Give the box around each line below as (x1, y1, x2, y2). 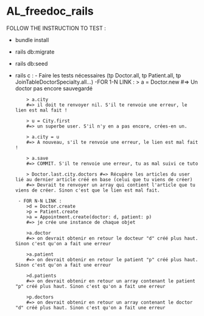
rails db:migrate (15, 48, 55, 56)
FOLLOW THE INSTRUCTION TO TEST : (6, 24, 107, 32)
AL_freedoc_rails (6, 4, 94, 18)
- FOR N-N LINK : (18, 198, 62, 204)
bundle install (15, 36, 49, 43)
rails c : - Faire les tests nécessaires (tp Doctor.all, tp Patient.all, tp (15, 71, 181, 79)
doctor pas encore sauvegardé (15, 84, 93, 92)
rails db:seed (15, 60, 48, 67)
